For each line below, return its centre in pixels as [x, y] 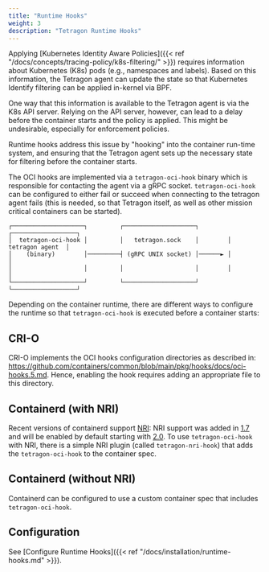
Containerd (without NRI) [72, 479]
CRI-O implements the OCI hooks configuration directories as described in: [132, 358]
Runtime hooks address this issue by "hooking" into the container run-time [132, 145]
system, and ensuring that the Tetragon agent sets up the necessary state [130, 153]
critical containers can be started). [65, 212]
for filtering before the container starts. [73, 162]
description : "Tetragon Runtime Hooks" [75, 31]
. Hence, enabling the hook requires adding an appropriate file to [154, 375]
